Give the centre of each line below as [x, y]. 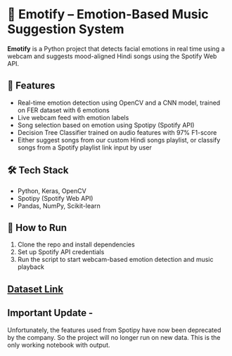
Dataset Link [36, 289]
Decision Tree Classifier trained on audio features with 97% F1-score [117, 132]
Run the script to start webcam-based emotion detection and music [115, 260]
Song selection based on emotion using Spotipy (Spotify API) [106, 125]
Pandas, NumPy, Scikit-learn [59, 206]
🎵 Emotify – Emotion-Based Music [108, 14]
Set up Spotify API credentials [61, 252]
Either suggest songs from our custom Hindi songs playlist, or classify [119, 140]
